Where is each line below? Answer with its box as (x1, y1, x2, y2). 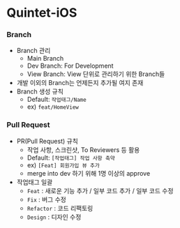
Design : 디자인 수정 (27, 213, 82, 221)
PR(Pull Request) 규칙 (16, 137, 78, 145)
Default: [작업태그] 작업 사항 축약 (27, 153, 116, 162)
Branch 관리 (16, 47, 51, 55)
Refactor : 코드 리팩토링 (27, 204, 93, 212)
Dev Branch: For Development (27, 61, 114, 70)
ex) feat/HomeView (27, 102, 80, 111)
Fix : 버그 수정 (27, 195, 67, 204)
